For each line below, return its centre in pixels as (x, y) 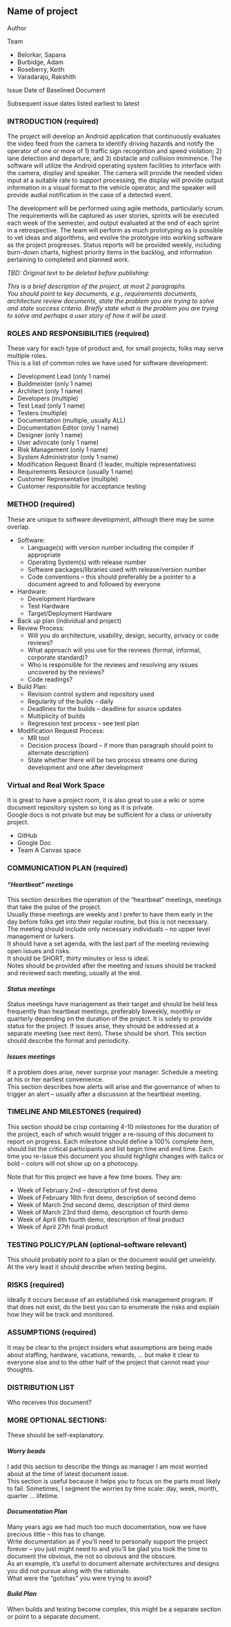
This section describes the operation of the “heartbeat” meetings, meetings (114, 900)
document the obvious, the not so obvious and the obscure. (92, 1556)
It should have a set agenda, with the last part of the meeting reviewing (108, 944)
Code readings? (50, 679)
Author (17, 28)
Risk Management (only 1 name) (62, 450)
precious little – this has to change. (57, 1534)
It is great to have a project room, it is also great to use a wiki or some (106, 800)
